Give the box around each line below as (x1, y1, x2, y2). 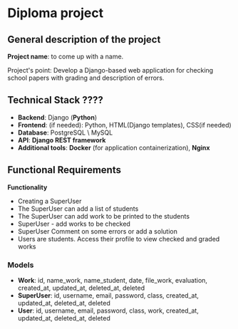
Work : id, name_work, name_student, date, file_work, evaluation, (17, 276, 208, 284)
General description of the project (7, 33, 161, 46)
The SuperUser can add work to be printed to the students (17, 211, 190, 220)
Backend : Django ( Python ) (17, 113, 98, 122)
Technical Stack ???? (7, 94, 103, 106)
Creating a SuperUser (17, 197, 82, 205)
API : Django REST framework (17, 135, 106, 144)
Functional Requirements (7, 164, 121, 176)
